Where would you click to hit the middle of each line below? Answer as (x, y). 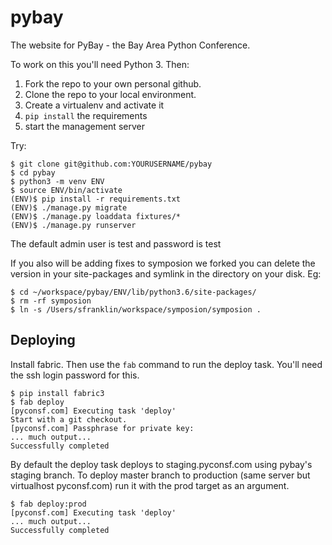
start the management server (84, 126)
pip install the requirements (86, 115)
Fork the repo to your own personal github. (113, 83)
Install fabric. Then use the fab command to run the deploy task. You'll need (166, 364)
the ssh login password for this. (75, 375)
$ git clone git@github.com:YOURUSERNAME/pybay (111, 164)
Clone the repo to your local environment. (110, 94)
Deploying (43, 340)
